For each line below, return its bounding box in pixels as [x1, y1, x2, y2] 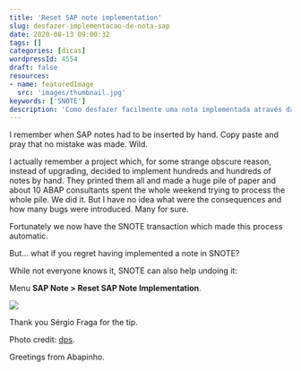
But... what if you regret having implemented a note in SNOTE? [9, 248, 240, 259]
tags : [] [9, 38, 42, 47]
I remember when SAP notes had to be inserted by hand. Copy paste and [9, 129, 279, 140]
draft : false [9, 64, 58, 73]
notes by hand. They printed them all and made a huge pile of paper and [9, 176, 276, 186]
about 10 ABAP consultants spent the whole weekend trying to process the [9, 185, 286, 195]
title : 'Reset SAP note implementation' [9, 13, 163, 22]
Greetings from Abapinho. [9, 351, 105, 363]
